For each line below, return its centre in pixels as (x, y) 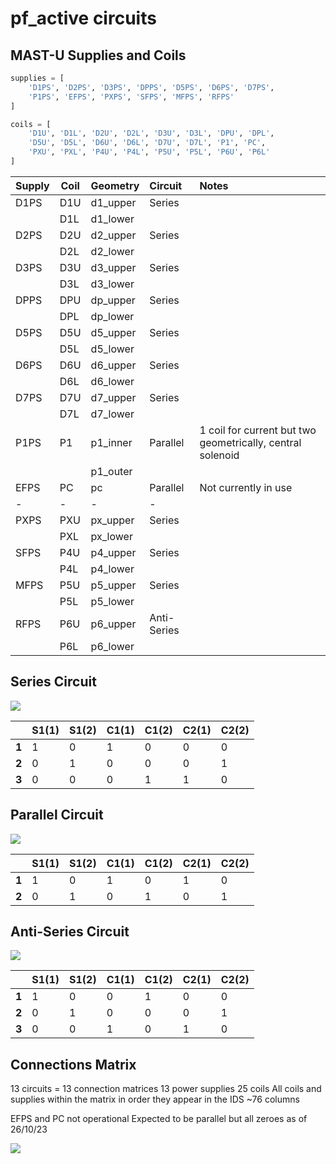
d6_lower (112, 381)
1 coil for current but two (258, 430)
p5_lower (112, 601)
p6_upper (113, 624)
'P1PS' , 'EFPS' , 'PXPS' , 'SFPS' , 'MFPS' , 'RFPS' (131, 97)
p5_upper (113, 585)
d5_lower (112, 349)
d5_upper (113, 332)
